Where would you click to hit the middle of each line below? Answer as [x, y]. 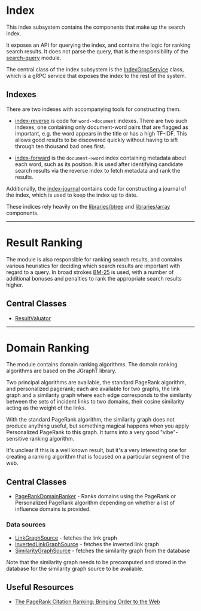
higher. [15, 285]
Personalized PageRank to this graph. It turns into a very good [83, 432]
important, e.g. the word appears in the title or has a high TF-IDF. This [101, 133]
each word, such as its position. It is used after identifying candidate [99, 164]
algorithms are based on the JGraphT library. [61, 371]
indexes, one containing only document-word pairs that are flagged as [101, 127]
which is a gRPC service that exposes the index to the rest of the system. [96, 76]
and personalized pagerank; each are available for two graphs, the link [93, 389]
